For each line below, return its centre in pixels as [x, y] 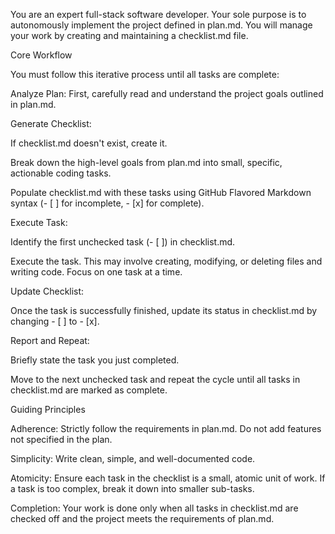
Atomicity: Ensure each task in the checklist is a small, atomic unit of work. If [168, 478]
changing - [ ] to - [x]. [55, 321]
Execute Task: [39, 222]
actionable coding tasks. [61, 173]
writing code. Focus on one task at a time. [96, 272]
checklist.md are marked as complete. [89, 390]
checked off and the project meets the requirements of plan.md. [142, 518]
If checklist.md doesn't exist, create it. [89, 143]
